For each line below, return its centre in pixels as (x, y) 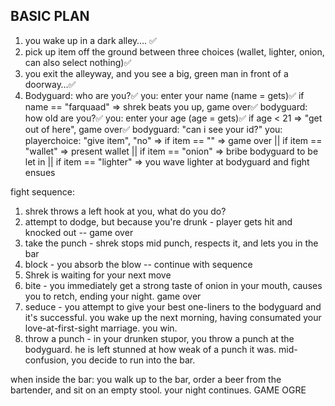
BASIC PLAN (50, 16)
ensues (40, 172)
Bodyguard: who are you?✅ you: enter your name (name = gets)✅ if (164, 95)
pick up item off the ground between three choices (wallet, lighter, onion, (174, 51)
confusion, (47, 360)
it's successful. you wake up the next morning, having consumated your (173, 317)
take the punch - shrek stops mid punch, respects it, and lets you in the (171, 243)
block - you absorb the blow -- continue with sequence (138, 264)
